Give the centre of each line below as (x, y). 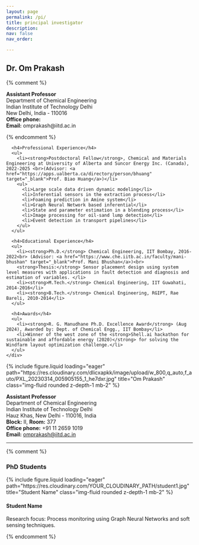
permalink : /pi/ (26, 17)
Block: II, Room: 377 (31, 422)
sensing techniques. (31, 525)
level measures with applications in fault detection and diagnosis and (98, 272)
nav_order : (20, 39)
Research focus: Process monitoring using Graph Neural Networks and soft (98, 519)
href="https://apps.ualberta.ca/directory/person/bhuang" (79, 174)
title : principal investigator (45, 23)
